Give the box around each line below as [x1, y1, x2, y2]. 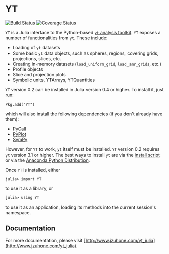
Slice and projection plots [12, 71, 66, 77]
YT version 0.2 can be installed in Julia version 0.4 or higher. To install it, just [5, 86, 164, 92]
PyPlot [12, 131, 26, 137]
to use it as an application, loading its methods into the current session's [5, 204, 156, 210]
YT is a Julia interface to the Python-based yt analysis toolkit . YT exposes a [5, 29, 161, 35]
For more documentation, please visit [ [5, 237, 86, 243]
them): [5, 116, 19, 122]
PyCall [12, 126, 26, 132]
